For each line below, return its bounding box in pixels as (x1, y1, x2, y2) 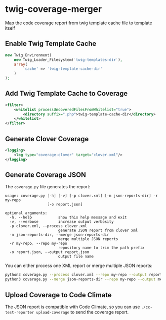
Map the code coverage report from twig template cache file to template (5, 20, 152, 26)
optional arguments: (5, 211, 48, 216)
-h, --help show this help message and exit (9, 215, 127, 220)
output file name (58, 254, 94, 259)
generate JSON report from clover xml (58, 228, 138, 233)
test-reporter (5, 310, 35, 315)
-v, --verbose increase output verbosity (9, 219, 114, 224)
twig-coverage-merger (5, 3, 102, 15)
